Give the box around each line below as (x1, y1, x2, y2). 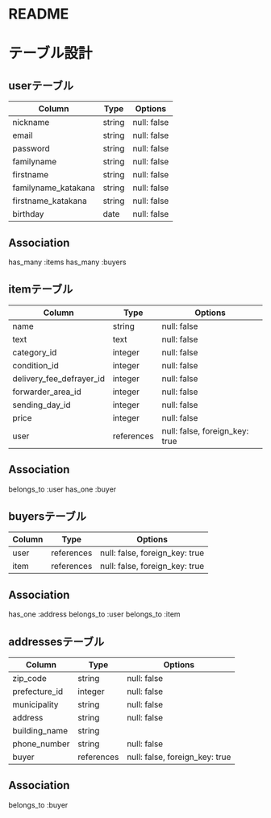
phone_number (12, 738, 70, 749)
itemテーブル (8, 283, 73, 297)
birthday (12, 209, 44, 220)
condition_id (12, 359, 59, 371)
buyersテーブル (8, 509, 87, 524)
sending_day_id (12, 399, 71, 410)
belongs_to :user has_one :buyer (8, 484, 117, 494)
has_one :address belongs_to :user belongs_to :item (8, 609, 181, 619)
